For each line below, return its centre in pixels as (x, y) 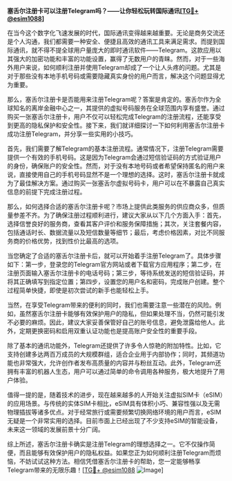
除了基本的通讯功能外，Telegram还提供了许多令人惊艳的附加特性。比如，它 (114, 346)
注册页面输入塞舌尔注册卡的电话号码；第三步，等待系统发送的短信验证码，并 (116, 273)
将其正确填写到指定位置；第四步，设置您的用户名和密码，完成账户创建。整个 (116, 282)
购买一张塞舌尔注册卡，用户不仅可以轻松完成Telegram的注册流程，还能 (108, 116)
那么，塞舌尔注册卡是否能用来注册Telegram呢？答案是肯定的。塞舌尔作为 (111, 99)
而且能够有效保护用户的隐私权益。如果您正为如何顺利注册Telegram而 (117, 453)
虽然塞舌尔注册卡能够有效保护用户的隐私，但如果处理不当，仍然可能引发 (122, 313)
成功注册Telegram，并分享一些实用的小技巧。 (72, 134)
